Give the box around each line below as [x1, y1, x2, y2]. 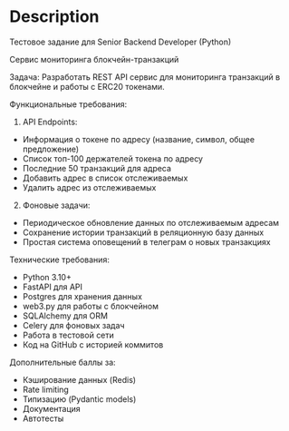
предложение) [22, 143, 80, 154]
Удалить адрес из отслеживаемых [22, 181, 157, 192]
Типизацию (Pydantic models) [22, 393, 137, 405]
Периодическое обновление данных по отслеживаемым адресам [22, 217, 279, 228]
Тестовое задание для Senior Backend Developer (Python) [9, 36, 232, 47]
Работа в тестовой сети [22, 329, 115, 340]
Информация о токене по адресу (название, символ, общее [22, 133, 255, 144]
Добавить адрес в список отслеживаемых [22, 172, 188, 183]
